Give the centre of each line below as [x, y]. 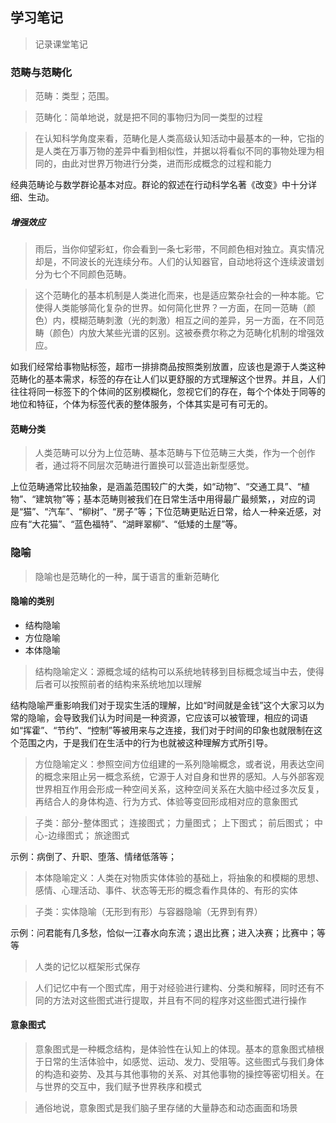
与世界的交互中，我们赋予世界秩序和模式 [118, 1086]
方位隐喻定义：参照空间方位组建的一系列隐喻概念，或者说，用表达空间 [179, 764]
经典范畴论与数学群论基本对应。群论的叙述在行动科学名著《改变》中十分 [159, 185]
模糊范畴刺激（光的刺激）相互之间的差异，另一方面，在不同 [192, 320]
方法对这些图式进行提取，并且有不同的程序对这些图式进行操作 [179, 1000]
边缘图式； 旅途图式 [89, 835]
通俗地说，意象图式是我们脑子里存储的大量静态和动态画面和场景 [166, 1107]
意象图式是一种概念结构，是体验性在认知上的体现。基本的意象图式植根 [179, 1049]
